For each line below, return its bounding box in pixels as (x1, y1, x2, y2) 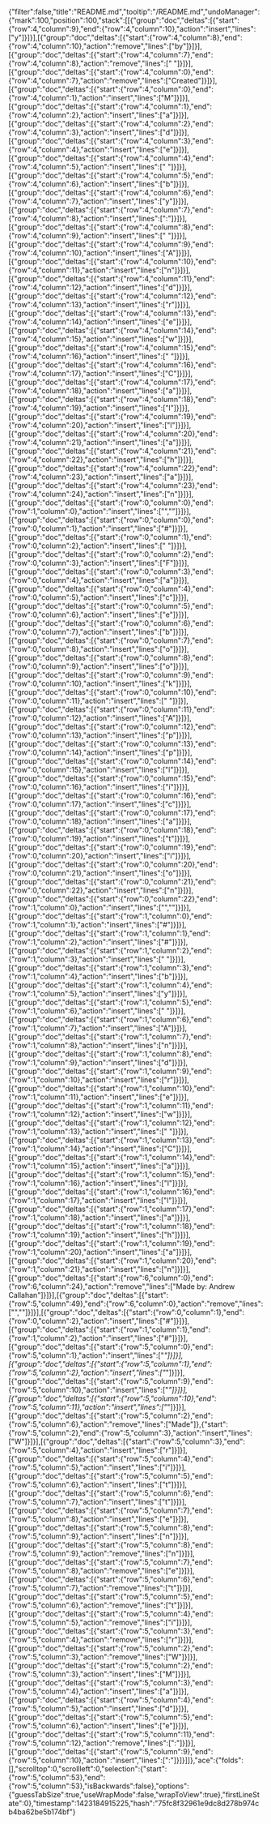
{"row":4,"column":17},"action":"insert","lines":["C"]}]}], (8, 369, 193, 378)
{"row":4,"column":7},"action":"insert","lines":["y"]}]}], (8, 196, 189, 206)
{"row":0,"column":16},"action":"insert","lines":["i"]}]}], (8, 782, 190, 791)
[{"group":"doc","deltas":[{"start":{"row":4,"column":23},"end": (8, 481, 218, 490)
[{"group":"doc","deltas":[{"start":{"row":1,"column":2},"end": (8, 946, 213, 955)
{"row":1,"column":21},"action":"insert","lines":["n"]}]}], (8, 1265, 191, 1274)
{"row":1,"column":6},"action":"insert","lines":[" (8, 1006, 165, 1016)
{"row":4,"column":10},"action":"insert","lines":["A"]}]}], (8, 248, 193, 258)
